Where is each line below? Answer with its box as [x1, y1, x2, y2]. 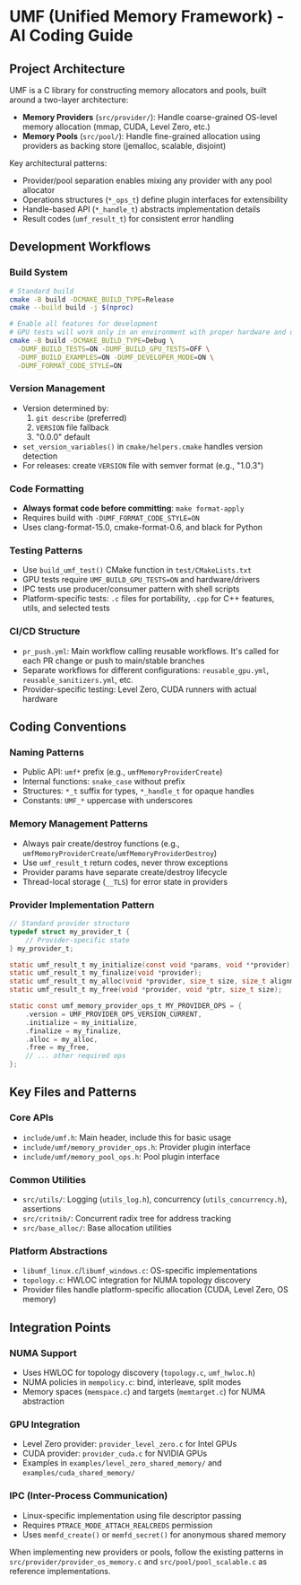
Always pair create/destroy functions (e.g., [21, 837, 181, 849]
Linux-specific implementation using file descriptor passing [21, 1510, 242, 1520]
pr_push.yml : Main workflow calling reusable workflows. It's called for [21, 645, 279, 656]
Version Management [9, 382, 106, 395]
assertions [21, 1204, 62, 1214]
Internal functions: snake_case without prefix [21, 776, 185, 787]
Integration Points [9, 1319, 112, 1335]
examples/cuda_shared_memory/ [21, 1469, 136, 1478]
